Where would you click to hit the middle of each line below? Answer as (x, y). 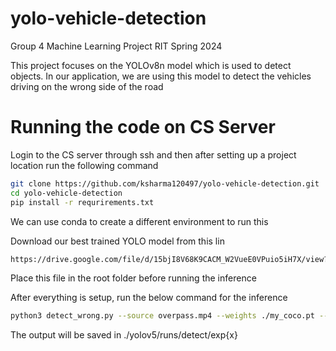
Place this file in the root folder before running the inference (133, 278)
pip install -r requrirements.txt (82, 202)
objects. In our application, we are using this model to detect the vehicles (161, 76)
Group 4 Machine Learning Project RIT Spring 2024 (116, 46)
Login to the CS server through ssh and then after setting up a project (153, 154)
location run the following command (84, 165)
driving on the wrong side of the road (87, 86)
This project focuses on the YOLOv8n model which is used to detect (151, 65)
